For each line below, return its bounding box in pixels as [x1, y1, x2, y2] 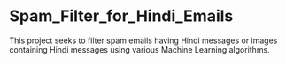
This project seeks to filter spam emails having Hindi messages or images [9, 35, 278, 46]
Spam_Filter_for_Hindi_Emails [9, 6, 234, 26]
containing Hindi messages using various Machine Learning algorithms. [9, 44, 270, 54]
